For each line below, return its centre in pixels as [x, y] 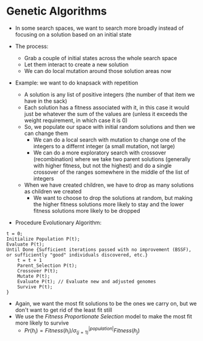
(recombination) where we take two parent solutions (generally [112, 159]
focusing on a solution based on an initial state [73, 34]
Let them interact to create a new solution [76, 64]
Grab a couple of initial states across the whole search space [101, 58]
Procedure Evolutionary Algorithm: [58, 222]
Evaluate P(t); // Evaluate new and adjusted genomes [87, 281]
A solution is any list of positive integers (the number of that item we [110, 94]
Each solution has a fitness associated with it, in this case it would [107, 107]
